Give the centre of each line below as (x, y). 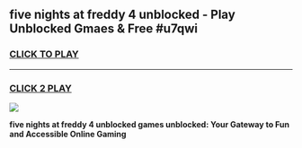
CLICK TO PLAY (44, 55)
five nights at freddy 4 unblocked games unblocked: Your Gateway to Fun (150, 124)
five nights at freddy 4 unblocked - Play (122, 15)
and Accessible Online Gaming (68, 134)
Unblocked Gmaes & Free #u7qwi (104, 29)
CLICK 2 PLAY (40, 88)
